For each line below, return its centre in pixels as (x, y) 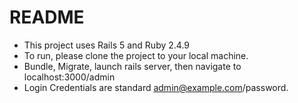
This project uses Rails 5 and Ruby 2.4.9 (107, 45)
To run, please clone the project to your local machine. (136, 55)
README (47, 17)
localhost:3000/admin (69, 77)
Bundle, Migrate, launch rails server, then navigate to (132, 66)
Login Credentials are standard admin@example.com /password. (156, 87)
